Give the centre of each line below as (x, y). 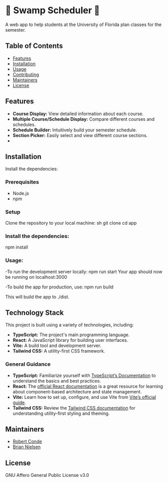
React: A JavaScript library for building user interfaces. (70, 340)
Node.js (21, 193)
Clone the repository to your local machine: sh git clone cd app (71, 223)
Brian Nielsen (27, 447)
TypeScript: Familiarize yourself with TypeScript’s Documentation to (84, 375)
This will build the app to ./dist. (37, 297)
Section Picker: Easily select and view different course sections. (80, 135)
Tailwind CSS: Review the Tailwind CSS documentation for (74, 408)
